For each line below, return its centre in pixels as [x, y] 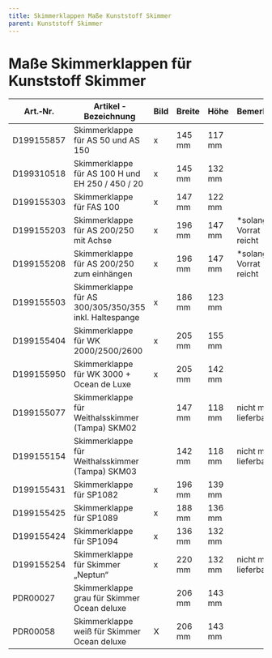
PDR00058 [34, 631]
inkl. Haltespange [106, 318]
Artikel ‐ [110, 106]
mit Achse [92, 241]
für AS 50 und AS [106, 140]
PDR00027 [34, 598]
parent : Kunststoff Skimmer [56, 23]
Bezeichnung [110, 117]
